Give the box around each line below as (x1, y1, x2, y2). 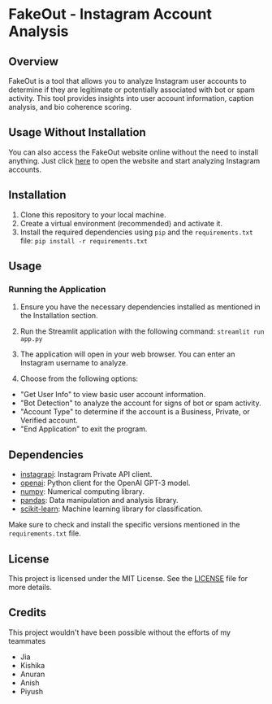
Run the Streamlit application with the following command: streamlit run (19, 326, 265, 336)
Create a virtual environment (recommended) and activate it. (19, 218, 223, 228)
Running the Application (8, 283, 106, 295)
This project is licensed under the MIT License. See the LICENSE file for (8, 573, 248, 583)
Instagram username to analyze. (19, 358, 128, 368)
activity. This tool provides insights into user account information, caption (8, 94, 254, 103)
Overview (8, 55, 59, 68)
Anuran (19, 669, 45, 679)
